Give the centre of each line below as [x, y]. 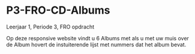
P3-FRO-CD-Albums [58, 10]
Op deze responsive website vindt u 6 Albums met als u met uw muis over [97, 38]
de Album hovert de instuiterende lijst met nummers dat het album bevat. [96, 45]
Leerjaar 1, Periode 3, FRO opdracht [50, 27]
